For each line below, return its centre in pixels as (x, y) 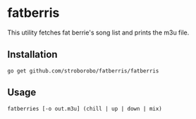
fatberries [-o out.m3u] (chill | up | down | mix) (85, 108)
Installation (32, 55)
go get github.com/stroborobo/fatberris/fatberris (83, 71)
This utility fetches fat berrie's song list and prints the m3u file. (98, 32)
